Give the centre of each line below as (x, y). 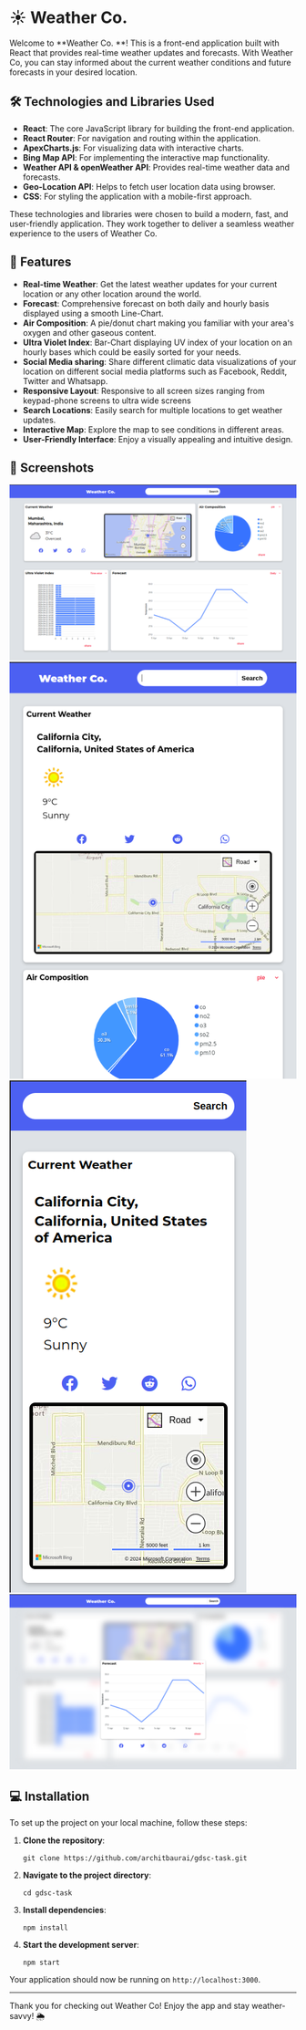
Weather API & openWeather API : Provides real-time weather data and (156, 167)
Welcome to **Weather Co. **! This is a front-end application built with (144, 43)
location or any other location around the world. (112, 294)
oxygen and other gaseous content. (89, 332)
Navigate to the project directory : (87, 1875)
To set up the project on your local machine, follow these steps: (128, 1823)
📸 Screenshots (52, 468)
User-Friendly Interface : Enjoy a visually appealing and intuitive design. (158, 439)
